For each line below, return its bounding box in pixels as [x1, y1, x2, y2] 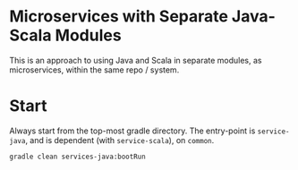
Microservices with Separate [9, 6, 228, 27]
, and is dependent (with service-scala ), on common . [25, 134, 215, 145]
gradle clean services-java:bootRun [9, 152, 146, 161]
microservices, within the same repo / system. [9, 64, 180, 75]
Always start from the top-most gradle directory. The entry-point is [9, 125, 256, 136]
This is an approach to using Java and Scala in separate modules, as [9, 55, 262, 65]
